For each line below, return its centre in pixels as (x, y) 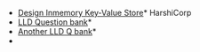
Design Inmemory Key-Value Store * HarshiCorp (104, 13)
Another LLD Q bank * (57, 31)
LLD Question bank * (55, 22)
